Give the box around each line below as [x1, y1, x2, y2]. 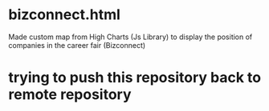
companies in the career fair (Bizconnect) [8, 40, 146, 50]
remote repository [8, 85, 132, 104]
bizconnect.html [8, 6, 120, 24]
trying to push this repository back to [8, 69, 262, 87]
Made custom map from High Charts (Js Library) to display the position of [8, 32, 253, 42]
